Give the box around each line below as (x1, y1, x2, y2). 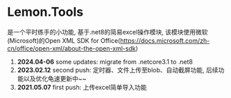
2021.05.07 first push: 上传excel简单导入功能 (17, 83, 147, 91)
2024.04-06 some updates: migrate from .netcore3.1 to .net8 (17, 57, 193, 66)
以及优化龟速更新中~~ (23, 74, 87, 83)
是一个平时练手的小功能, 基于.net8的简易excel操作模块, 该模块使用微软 (7, 28, 208, 36)
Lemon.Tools (7, 4, 84, 20)
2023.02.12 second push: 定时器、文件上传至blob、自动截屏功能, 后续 (17, 66, 219, 74)
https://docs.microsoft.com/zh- (120, 36, 210, 45)
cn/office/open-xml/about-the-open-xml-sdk (7, 44, 137, 52)
